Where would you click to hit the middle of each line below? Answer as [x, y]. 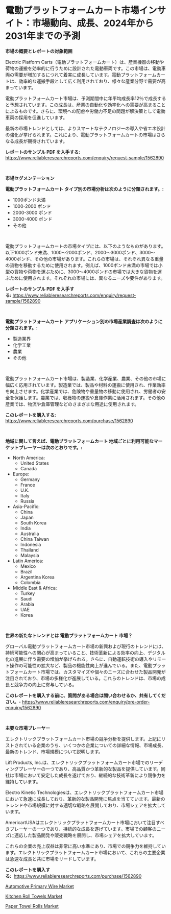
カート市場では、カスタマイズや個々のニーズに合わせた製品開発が [96, 671]
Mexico [28, 566]
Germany [30, 479]
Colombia [30, 582]
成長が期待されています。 [41, 141]
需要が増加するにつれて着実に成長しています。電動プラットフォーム [85, 75]
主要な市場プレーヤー [28, 728]
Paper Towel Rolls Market [32, 906]
